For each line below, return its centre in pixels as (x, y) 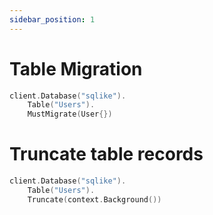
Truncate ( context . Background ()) (94, 199)
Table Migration (76, 68)
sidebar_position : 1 (52, 19)
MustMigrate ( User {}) (70, 114)
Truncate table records (106, 154)
